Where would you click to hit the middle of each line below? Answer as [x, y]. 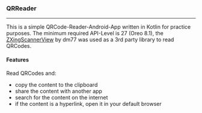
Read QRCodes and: [31, 73]
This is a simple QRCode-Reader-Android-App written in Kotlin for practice [99, 27]
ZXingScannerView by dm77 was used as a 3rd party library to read [90, 39]
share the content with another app [58, 91]
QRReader [22, 8]
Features [17, 59]
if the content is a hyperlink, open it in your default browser [88, 103]
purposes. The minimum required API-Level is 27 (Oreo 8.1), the [85, 33]
